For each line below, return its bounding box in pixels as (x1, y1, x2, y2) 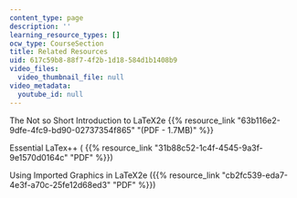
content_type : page (9, 13, 84, 23)
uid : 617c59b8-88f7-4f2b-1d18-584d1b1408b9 (9, 56, 178, 65)
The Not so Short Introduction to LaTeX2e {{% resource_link (9, 115, 236, 126)
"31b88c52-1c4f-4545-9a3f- (154, 142, 263, 153)
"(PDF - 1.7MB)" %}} (136, 124, 215, 135)
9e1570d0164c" (9, 151, 69, 162)
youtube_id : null (17, 89, 84, 99)
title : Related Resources (9, 47, 108, 57)
